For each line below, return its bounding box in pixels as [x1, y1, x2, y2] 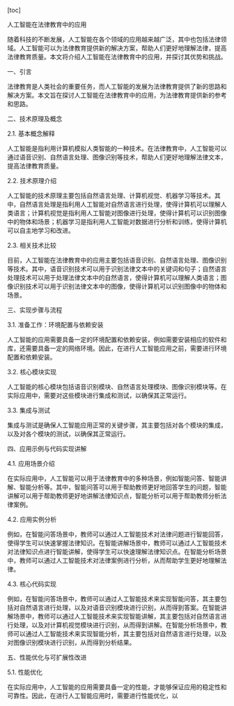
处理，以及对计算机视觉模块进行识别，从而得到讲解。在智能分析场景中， [13, 621, 221, 629]
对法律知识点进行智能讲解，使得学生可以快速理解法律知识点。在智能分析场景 [7, 547, 227, 556]
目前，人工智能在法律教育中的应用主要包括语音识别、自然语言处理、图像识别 [7, 256, 227, 264]
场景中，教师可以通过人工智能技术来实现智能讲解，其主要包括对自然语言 [13, 612, 221, 620]
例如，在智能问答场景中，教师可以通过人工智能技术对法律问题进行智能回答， [7, 530, 227, 538]
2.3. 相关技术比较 [7, 241, 57, 249]
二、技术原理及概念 [7, 115, 63, 123]
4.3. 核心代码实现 [7, 580, 57, 588]
